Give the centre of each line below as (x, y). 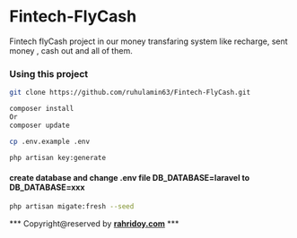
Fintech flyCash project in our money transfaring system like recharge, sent (149, 41)
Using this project (49, 73)
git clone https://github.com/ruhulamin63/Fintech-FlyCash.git (130, 93)
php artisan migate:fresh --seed (72, 206)
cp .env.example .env (50, 141)
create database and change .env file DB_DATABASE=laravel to (130, 178)
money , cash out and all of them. (71, 50)
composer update (39, 125)
